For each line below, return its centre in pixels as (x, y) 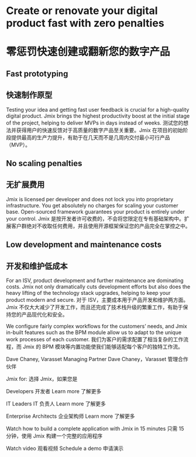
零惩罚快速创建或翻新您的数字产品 (88, 52)
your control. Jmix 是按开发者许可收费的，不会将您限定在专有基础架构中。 (95, 218)
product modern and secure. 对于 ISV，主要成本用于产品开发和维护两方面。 (97, 300)
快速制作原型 (29, 95)
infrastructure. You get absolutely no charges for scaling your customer (92, 205)
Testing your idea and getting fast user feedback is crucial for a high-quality (98, 109)
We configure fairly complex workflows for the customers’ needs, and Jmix (97, 326)
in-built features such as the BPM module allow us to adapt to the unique (94, 332)
